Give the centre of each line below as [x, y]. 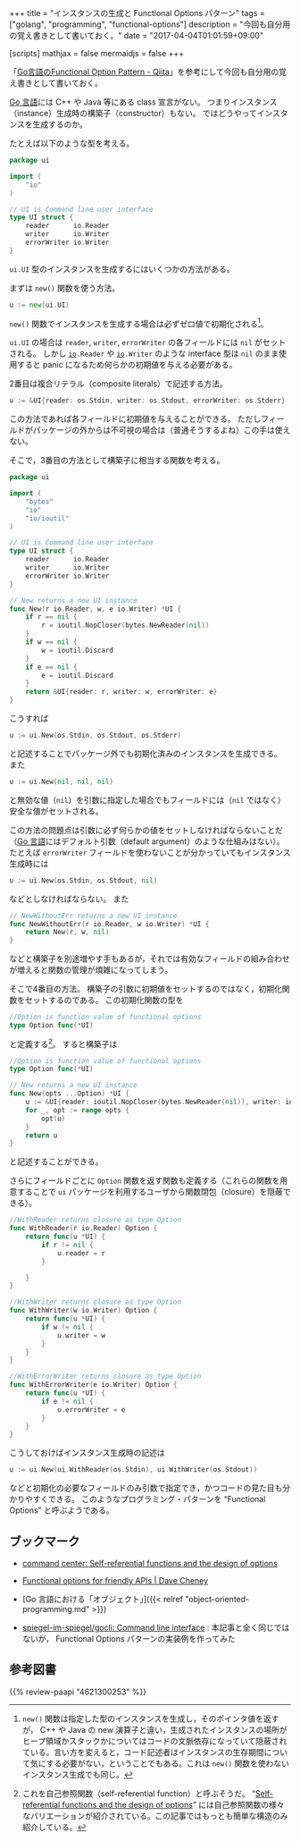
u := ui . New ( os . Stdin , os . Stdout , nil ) [83, 880]
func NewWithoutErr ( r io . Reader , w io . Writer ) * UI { [109, 924]
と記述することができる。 [56, 1161]
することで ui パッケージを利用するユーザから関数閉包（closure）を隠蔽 [150, 1192]
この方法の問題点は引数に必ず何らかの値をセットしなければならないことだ [146, 830]
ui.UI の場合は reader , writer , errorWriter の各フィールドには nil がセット [148, 342]
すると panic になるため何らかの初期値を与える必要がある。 [127, 365]
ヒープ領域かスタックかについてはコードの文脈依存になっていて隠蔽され [154, 1741]
